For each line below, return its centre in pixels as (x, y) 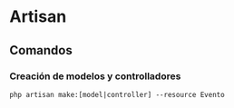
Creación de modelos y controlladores (95, 76)
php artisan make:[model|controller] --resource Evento (117, 94)
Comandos (41, 50)
